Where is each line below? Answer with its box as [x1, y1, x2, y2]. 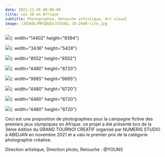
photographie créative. [5, 137, 52, 143]
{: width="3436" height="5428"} [10, 45, 77, 51]
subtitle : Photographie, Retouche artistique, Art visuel [5, 16, 127, 21]
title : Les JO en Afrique [5, 12, 58, 17]
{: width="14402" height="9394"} [10, 35, 79, 41]
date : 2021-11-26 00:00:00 [5, 7, 61, 12]
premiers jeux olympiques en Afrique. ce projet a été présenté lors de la [5, 121, 152, 127]
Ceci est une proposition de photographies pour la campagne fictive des [5, 116, 153, 122]
